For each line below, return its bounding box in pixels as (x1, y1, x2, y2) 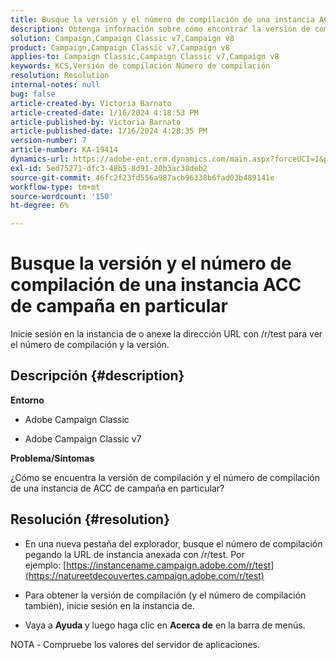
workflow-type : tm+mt (10, 182, 101, 192)
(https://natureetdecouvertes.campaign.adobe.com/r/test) (24, 569, 265, 581)
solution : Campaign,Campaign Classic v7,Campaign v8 (10, 33, 235, 43)
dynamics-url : (10, 154, 70, 164)
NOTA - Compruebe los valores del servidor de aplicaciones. (10, 638, 261, 650)
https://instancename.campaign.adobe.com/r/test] (66, 559, 275, 571)
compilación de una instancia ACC (10, 274, 302, 296)
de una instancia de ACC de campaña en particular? (10, 482, 225, 494)
